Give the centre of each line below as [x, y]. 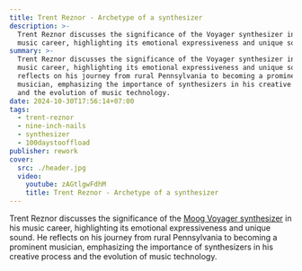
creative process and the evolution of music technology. [113, 256]
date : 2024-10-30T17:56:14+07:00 [72, 101]
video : [30, 176]
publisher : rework [44, 151]
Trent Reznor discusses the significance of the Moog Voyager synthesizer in [151, 218]
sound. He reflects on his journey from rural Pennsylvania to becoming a [143, 237]
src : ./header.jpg [52, 168]
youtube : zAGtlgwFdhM [66, 185]
